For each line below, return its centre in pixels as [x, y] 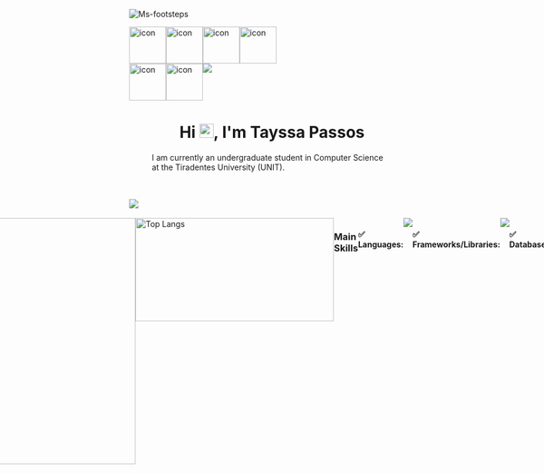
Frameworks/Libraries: [457, 244]
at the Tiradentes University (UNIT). [219, 167]
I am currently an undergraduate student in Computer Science [268, 157]
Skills [346, 248]
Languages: [381, 244]
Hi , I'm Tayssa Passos [272, 133]
